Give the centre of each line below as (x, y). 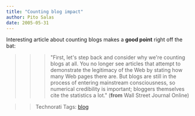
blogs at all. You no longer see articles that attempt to (115, 64)
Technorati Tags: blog (62, 107)
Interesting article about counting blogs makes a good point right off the (94, 40)
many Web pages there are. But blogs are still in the (113, 76)
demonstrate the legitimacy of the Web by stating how (116, 70)
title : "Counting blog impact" (45, 12)
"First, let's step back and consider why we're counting (118, 58)
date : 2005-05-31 (28, 23)
